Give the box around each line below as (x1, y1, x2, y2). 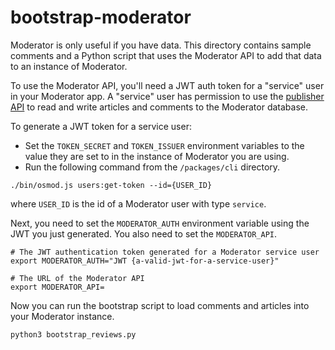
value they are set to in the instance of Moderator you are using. (24, 150, 290, 162)
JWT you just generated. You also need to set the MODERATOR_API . (10, 227, 278, 240)
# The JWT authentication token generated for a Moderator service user (10, 247, 320, 257)
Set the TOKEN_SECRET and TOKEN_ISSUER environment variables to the (24, 139, 305, 151)
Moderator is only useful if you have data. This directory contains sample (10, 39, 312, 51)
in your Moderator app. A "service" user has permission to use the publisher (10, 90, 325, 102)
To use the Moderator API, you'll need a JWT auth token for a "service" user (10, 79, 325, 91)
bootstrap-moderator (10, 6, 192, 29)
